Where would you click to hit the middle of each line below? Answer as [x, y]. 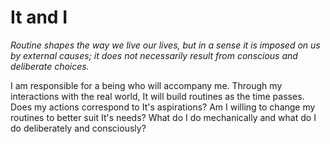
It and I [39, 17]
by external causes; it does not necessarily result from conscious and [154, 55]
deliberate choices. [50, 66]
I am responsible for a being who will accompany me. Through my [146, 85]
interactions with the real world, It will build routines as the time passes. [157, 96]
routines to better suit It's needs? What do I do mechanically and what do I [163, 117]
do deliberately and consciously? [78, 128]
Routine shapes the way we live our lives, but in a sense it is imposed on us [165, 45]
